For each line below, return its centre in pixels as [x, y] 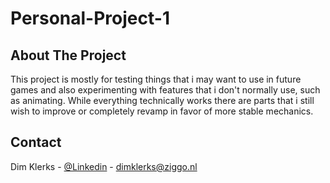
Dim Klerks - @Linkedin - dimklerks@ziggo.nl [104, 166]
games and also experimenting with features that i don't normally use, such [165, 90]
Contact [36, 142]
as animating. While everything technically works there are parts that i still [162, 100]
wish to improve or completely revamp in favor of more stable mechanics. [162, 111]
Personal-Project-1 [90, 18]
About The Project [68, 55]
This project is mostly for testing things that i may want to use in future [156, 79]
